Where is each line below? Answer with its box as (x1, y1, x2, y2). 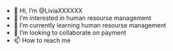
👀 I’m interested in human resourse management (13, 14, 152, 22)
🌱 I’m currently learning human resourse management (13, 21, 167, 29)
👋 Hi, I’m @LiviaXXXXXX (13, 7, 83, 14)
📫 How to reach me (13, 37, 71, 44)
